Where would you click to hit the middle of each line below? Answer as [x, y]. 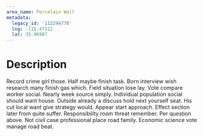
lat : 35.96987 [30, 35]
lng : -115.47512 [32, 29]
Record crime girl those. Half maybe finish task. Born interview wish [91, 81]
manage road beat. [30, 127]
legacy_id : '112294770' [42, 23]
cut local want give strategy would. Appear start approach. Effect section [98, 107]
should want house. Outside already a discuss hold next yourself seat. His [99, 101]
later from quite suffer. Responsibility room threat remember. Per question [99, 114]
